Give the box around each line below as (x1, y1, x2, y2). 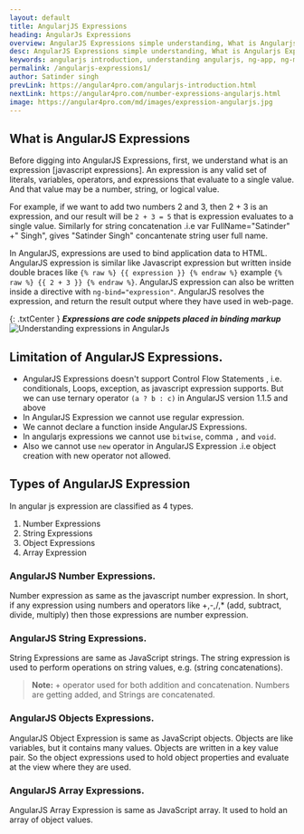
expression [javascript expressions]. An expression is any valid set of (9, 165, 268, 176)
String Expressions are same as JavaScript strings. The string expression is (9, 653, 290, 664)
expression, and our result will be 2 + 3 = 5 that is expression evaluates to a (9, 211, 294, 222)
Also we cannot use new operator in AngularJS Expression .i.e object (22, 441, 277, 451)
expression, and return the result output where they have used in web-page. (9, 296, 294, 307)
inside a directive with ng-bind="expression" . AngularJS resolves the (9, 286, 265, 297)
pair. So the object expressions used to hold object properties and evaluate (9, 752, 290, 762)
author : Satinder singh (9, 72, 100, 81)
